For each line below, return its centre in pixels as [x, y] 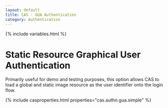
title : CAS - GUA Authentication [41, 15]
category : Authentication [33, 19]
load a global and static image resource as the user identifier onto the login [84, 85]
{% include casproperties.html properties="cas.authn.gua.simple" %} [78, 100]
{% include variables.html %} [36, 34]
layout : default [22, 10]
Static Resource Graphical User [73, 55]
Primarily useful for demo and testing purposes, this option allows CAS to [82, 79]
